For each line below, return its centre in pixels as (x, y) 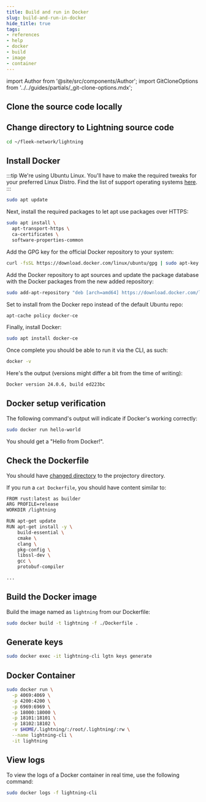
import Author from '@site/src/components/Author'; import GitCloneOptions (102, 81)
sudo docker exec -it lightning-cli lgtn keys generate (79, 656)
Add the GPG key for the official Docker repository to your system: (90, 252)
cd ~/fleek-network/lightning (45, 142)
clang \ (27, 544)
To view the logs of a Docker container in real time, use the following (93, 775)
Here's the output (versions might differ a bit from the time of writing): (94, 373)
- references (23, 35)
